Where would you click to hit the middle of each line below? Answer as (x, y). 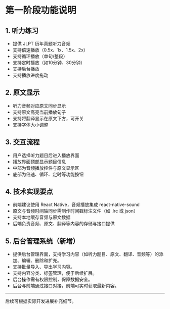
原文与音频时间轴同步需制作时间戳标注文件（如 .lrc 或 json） (75, 211)
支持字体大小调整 (30, 125)
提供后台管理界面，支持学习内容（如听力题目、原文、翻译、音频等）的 (86, 254)
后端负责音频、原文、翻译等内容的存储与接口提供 (63, 224)
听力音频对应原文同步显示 (39, 106)
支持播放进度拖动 (30, 75)
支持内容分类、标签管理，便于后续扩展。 (55, 273)
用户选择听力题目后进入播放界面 (46, 155)
